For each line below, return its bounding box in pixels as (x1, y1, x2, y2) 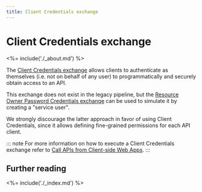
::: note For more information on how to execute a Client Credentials (6, 140, 175, 147)
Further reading (6, 163, 66, 173)
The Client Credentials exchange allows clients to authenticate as (6, 66, 169, 73)
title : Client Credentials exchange (6, 8, 98, 15)
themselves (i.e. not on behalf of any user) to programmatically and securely (6, 73, 197, 80)
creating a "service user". (6, 104, 70, 111)
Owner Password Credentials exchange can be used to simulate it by (6, 97, 177, 104)
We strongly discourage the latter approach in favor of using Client (6, 115, 172, 122)
